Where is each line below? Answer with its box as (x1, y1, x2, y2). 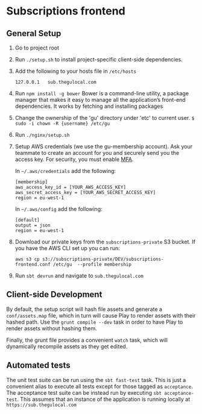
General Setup (6, 28, 62, 39)
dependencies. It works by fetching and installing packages (14, 102, 163, 110)
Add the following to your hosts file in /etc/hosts (14, 67, 137, 75)
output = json (14, 222, 51, 228)
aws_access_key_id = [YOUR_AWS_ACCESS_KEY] (14, 184, 127, 190)
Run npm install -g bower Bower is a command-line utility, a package (14, 90, 189, 97)
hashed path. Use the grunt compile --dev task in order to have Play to (6, 318, 183, 325)
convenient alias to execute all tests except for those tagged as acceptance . (6, 383, 193, 390)
